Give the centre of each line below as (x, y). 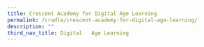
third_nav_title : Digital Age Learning (68, 33)
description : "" (31, 26)
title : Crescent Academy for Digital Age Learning (82, 13)
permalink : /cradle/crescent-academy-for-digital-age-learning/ (102, 20)
